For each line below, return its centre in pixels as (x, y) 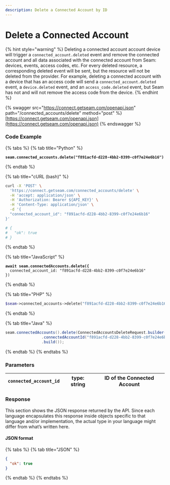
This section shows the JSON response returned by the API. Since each (80, 410)
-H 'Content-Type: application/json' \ (52, 205)
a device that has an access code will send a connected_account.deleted (81, 81)
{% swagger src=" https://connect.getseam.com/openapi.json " (71, 108)
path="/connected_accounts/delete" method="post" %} (64, 113)
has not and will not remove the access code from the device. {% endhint (82, 92)
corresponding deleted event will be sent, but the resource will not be (78, 71)
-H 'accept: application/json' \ (45, 195)
